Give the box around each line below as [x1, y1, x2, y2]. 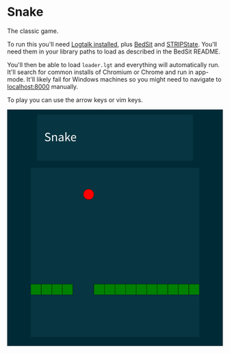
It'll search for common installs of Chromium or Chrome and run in [7, 68, 194, 76]
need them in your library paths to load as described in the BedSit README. [7, 47, 220, 56]
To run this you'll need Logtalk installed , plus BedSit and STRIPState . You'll [7, 40, 218, 48]
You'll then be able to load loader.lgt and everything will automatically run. [7, 60, 220, 69]
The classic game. [7, 27, 59, 35]
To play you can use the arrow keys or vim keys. [7, 95, 143, 104]
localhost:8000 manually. [7, 82, 79, 90]
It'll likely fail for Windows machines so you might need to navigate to [26, 75, 222, 83]
